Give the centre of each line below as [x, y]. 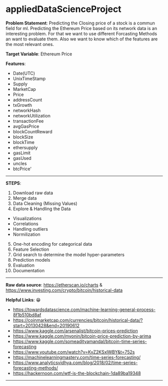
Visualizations [27, 218]
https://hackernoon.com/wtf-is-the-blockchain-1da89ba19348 [77, 373]
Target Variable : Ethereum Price [39, 54]
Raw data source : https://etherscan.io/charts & [54, 285]
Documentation [29, 270]
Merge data [25, 198]
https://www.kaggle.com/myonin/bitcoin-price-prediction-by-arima [82, 336]
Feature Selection [31, 249]
